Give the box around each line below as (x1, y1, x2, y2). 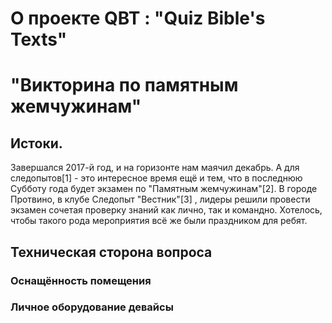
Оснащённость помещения (10, 273, 152, 287)
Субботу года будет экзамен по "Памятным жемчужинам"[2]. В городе (10, 183, 318, 195)
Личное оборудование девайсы (10, 300, 174, 314)
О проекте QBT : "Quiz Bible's (10, 7, 266, 30)
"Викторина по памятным (10, 74, 239, 97)
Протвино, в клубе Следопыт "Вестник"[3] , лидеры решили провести (10, 193, 311, 206)
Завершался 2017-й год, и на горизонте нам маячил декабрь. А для (10, 162, 300, 174)
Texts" (10, 28, 68, 51)
